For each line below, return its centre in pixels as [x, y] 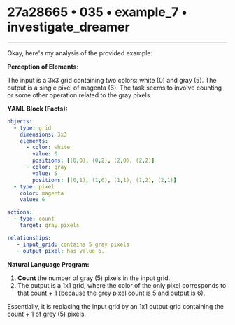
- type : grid [33, 128]
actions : [20, 212]
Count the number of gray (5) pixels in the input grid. [93, 278]
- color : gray [47, 167]
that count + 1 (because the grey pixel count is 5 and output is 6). [111, 293]
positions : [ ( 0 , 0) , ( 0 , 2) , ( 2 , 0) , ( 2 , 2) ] [94, 161]
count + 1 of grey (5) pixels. [47, 314]
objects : [20, 121]
